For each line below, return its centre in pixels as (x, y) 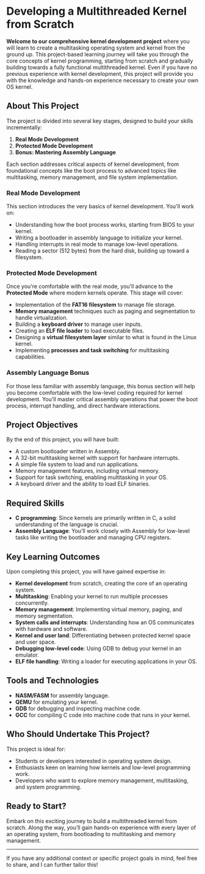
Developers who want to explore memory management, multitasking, (102, 780)
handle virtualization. (41, 318)
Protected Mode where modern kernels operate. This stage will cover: (95, 293)
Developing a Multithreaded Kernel (97, 11)
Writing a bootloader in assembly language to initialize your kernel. (99, 238)
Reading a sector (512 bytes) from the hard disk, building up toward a (102, 251)
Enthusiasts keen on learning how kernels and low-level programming (103, 767)
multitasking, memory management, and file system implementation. (92, 177)
